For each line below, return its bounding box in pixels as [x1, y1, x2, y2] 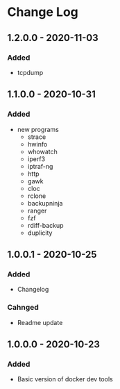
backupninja [27, 199, 63, 207]
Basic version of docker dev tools [17, 375, 113, 383]
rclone [27, 192, 46, 200]
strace [27, 133, 46, 141]
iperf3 [27, 154, 46, 163]
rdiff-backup [27, 221, 64, 229]
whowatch [27, 147, 58, 156]
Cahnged [7, 303, 40, 313]
